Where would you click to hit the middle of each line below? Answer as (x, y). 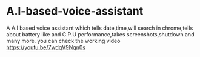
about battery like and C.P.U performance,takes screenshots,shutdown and (100, 34)
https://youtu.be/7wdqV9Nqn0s (46, 47)
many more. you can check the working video (63, 41)
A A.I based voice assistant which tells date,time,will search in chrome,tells (100, 28)
